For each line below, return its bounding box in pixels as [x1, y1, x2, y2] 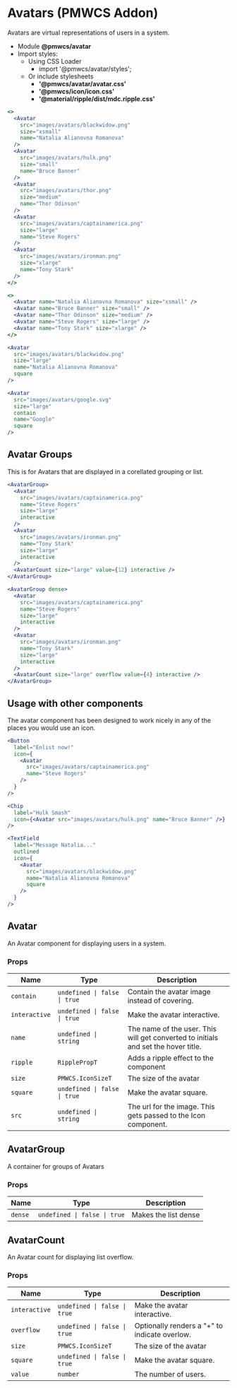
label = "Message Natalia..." [13, 842, 97, 849]
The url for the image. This [127, 1102, 215, 1112]
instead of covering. [127, 996, 194, 1006]
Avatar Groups [7, 449, 73, 461]
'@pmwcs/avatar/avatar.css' [38, 79, 127, 88]
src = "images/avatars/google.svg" [13, 396, 112, 404]
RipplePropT [57, 1059, 98, 1066]
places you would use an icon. [7, 723, 96, 732]
